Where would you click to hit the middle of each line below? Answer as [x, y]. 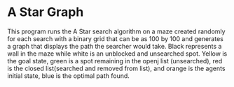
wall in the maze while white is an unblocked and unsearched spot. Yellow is [117, 54]
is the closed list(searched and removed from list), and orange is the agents [116, 68]
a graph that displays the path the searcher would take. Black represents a [115, 46]
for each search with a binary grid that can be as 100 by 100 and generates [116, 38]
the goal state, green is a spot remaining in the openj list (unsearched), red [115, 61]
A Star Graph [46, 12]
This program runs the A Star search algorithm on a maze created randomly [116, 31]
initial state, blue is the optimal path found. [68, 76]
